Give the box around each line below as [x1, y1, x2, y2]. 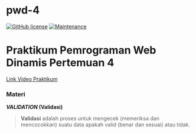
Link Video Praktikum [6, 75, 58, 82]
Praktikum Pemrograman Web [6, 43, 156, 57]
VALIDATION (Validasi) [6, 103, 63, 110]
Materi [6, 90, 25, 98]
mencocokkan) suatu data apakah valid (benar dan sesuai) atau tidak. [20, 121, 191, 128]
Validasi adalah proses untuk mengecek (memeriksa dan [20, 115, 159, 122]
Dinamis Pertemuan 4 [6, 56, 115, 69]
